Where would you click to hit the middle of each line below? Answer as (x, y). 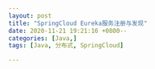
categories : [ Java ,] (43, 38)
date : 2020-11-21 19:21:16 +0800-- (68, 30)
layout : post (30, 16)
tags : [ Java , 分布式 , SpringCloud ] (66, 46)
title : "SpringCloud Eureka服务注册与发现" (78, 23)
